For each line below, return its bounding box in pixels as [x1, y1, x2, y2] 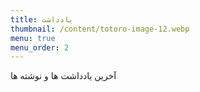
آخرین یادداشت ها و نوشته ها [10, 70, 117, 82]
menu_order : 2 [10, 42, 70, 53]
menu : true [10, 33, 56, 43]
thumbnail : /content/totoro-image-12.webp [10, 24, 190, 34]
